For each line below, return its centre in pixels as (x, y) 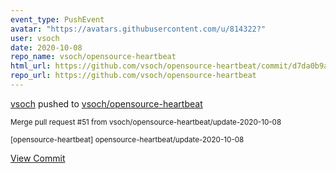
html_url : (31, 66)
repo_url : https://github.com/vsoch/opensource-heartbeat (133, 76)
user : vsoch (35, 38)
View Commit (38, 158)
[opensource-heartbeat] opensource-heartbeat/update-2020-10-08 (127, 139)
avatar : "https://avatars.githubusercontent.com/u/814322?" (138, 29)
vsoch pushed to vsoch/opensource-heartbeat (106, 103)
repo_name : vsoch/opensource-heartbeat (93, 57)
